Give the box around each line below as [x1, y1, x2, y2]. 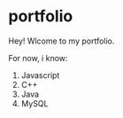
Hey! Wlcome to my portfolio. [8, 35, 115, 46]
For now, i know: [8, 52, 68, 63]
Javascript [20, 69, 60, 81]
